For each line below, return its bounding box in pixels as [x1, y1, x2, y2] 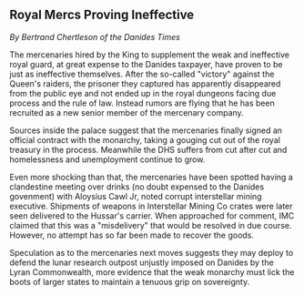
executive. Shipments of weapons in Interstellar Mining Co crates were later [9, 200, 293, 211]
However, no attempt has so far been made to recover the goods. [9, 230, 255, 240]
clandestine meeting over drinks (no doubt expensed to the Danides [9, 181, 265, 192]
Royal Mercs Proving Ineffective [9, 7, 195, 23]
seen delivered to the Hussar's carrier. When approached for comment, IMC [9, 209, 295, 221]
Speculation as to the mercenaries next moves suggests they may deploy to [9, 247, 294, 258]
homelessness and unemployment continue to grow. [9, 154, 206, 165]
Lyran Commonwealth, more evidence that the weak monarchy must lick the [9, 266, 295, 277]
